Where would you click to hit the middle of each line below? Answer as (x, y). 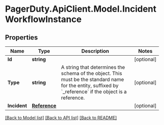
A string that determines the (93, 67)
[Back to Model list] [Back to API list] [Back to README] (61, 118)
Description (95, 51)
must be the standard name (92, 79)
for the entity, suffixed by (90, 85)
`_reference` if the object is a (94, 92)
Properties (21, 37)
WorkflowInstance (43, 19)
